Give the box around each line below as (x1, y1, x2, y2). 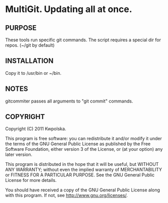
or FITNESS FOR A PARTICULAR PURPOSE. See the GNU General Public (5, 172, 155, 178)
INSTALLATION (5, 57, 54, 65)
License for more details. (5, 177, 57, 183)
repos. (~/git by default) (5, 42, 55, 48)
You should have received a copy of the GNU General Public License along (5, 187, 160, 193)
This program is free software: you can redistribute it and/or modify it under (5, 136, 162, 142)
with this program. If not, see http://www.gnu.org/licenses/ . (5, 192, 128, 198)
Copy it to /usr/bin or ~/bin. (5, 70, 62, 76)
